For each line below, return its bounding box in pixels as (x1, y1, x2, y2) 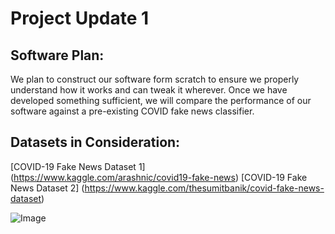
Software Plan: (10, 47, 105, 64)
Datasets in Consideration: (10, 134, 181, 151)
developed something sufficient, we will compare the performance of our (10, 95, 312, 106)
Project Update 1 (10, 7, 150, 30)
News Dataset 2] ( (10, 182, 85, 194)
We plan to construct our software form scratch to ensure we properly (10, 73, 300, 85)
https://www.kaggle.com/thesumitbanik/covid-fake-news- (84, 182, 325, 194)
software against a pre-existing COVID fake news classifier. (10, 105, 255, 117)
